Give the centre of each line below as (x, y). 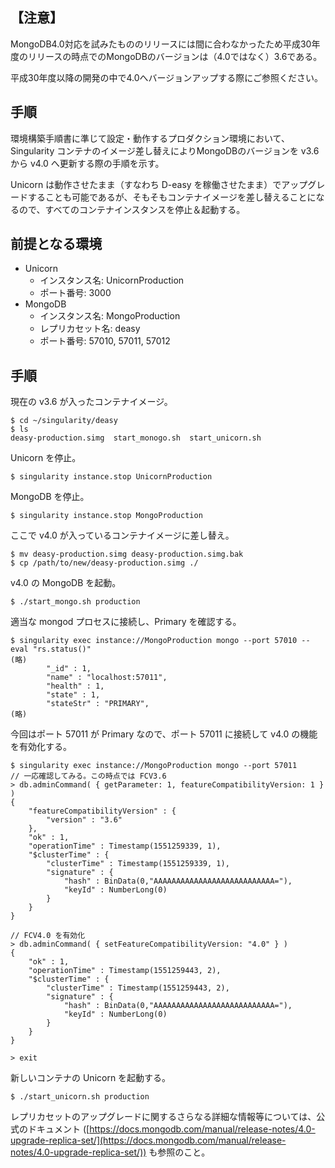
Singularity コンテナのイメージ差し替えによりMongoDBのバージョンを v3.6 (165, 150)
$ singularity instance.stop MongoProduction (106, 516)
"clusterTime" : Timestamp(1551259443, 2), (138, 988)
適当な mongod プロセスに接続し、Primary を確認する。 (126, 622)
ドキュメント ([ (58, 1129)
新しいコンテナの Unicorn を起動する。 (91, 1078)
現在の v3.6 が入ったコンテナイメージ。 (91, 402)
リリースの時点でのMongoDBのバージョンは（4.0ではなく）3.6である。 (175, 56)
